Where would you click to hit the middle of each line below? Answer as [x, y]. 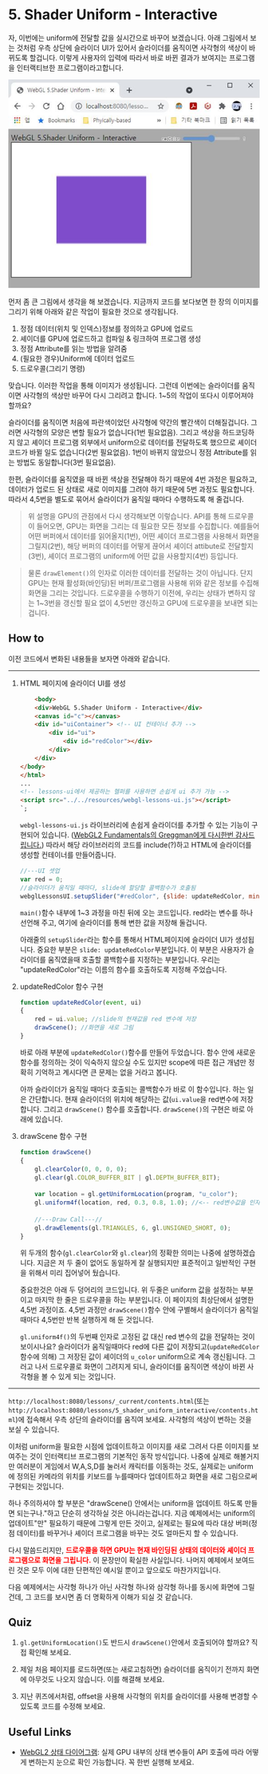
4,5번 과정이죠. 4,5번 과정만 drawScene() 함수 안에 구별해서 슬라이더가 [128, 1310]
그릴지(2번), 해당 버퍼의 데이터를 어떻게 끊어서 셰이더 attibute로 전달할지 [140, 546]
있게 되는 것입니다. [87, 1376]
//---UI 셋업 [39, 871]
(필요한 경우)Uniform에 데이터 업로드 [77, 358]
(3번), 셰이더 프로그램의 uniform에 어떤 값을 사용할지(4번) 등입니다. [133, 555]
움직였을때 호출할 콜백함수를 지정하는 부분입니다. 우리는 [134, 959]
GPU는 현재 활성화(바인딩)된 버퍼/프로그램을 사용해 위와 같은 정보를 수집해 [143, 583]
